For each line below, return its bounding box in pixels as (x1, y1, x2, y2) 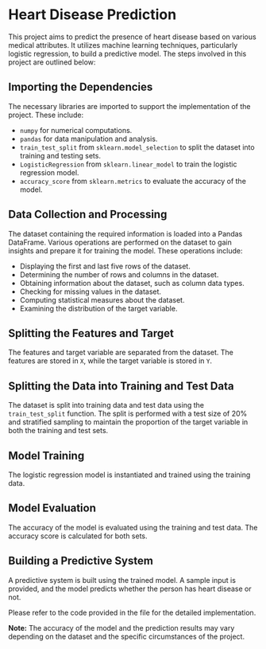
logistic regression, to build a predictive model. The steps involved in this (8, 49, 247, 58)
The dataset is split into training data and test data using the (8, 401, 205, 410)
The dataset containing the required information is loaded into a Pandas (8, 229, 243, 238)
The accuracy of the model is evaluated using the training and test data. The (8, 522, 258, 532)
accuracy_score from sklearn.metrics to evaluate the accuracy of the (19, 176, 246, 186)
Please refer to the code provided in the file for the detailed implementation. (8, 608, 256, 617)
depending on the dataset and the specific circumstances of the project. (8, 631, 245, 641)
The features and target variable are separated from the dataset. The (8, 348, 234, 358)
